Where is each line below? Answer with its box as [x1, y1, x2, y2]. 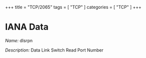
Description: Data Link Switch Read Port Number [5, 47, 104, 53]
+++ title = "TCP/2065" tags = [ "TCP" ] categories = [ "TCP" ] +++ [5, 4, 142, 10]
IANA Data [5, 22, 49, 32]
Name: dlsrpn [5, 37, 33, 43]
